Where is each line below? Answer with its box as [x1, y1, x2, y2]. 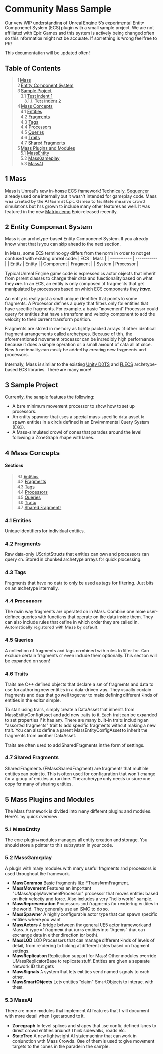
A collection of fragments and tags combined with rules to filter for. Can [5, 648, 149, 653]
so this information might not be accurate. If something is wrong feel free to [5, 35, 157, 41]
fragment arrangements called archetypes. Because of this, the [5, 331, 133, 337]
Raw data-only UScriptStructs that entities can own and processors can [5, 552, 149, 557]
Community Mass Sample [5, 3, 112, 15]
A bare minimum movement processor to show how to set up [12, 403, 135, 409]
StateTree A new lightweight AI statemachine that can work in [12, 1033, 137, 1039]
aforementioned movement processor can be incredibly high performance [5, 336, 154, 342]
